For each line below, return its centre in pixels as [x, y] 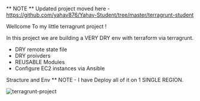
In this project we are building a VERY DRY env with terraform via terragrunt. [100, 38]
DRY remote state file [41, 49]
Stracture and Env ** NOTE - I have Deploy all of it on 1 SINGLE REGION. [95, 80]
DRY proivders [33, 56]
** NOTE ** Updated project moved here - [58, 9]
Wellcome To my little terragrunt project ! [56, 26]
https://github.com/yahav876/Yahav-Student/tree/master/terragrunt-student [100, 15]
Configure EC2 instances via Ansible [60, 68]
